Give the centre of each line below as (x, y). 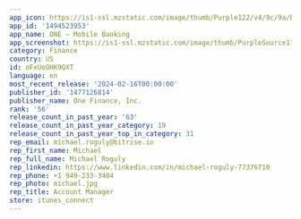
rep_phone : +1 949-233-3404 (62, 175)
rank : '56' (30, 109)
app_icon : (28, 17)
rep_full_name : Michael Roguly (68, 159)
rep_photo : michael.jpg (54, 184)
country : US (31, 59)
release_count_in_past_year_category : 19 (88, 126)
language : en (34, 76)
